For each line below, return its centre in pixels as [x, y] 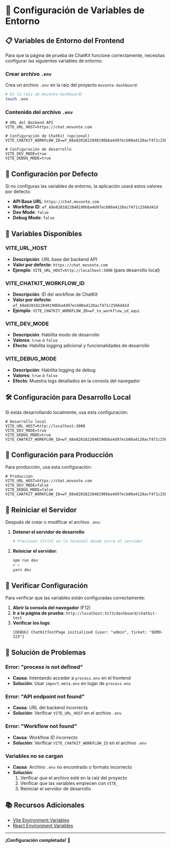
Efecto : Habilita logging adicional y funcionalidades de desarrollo [81, 346]
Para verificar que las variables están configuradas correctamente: [75, 598]
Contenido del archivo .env [39, 112]
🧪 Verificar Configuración [47, 586]
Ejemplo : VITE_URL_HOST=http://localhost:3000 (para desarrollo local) [86, 270]
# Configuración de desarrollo [38, 150]
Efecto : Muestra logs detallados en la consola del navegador [76, 381]
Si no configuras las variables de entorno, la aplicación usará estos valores [84, 186]
